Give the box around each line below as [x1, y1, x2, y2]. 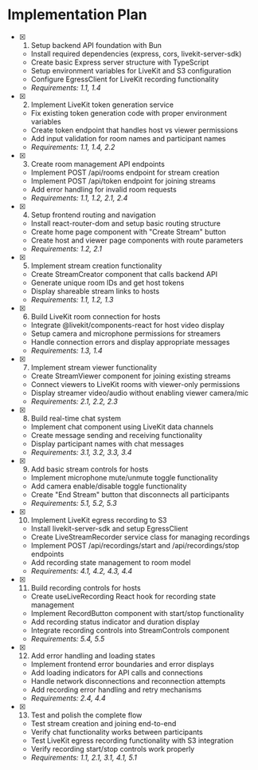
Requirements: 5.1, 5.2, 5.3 [30, 498, 117, 507]
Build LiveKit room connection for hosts [30, 311, 161, 321]
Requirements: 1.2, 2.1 [30, 243, 103, 253]
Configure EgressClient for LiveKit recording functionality [30, 74, 220, 84]
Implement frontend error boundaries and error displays [30, 659, 214, 669]
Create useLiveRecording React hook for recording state [30, 591, 217, 601]
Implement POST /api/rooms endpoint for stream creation [30, 168, 220, 177]
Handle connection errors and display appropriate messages [30, 337, 230, 346]
